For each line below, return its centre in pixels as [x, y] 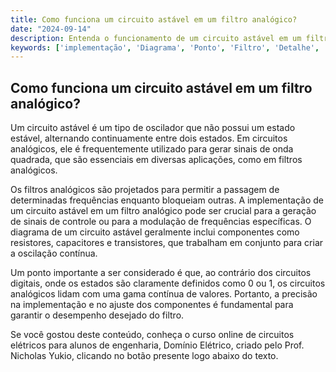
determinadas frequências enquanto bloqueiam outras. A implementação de [167, 200]
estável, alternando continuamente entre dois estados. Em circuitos [149, 138]
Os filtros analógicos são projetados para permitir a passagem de [145, 190]
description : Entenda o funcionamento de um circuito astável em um [156, 38]
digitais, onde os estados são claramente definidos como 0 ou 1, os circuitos [168, 283]
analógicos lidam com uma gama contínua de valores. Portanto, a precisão [164, 294]
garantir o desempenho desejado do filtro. [97, 315]
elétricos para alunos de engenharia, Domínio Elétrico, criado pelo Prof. [157, 345]
